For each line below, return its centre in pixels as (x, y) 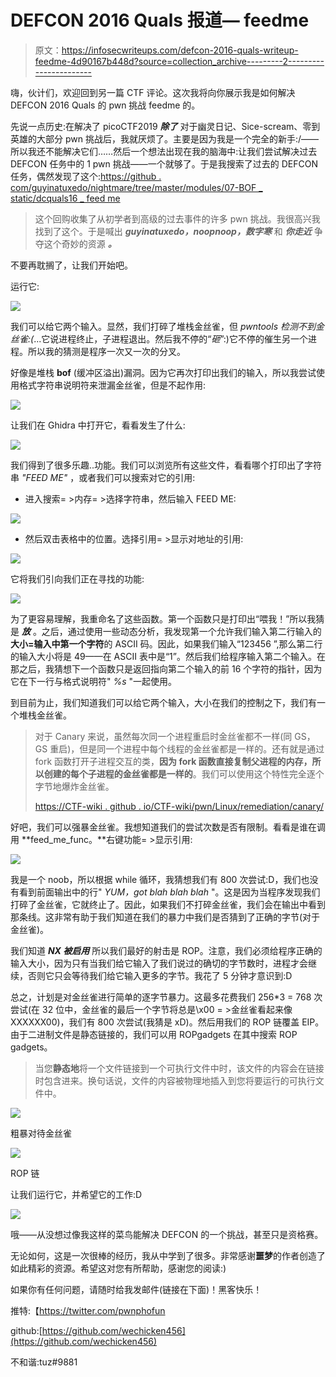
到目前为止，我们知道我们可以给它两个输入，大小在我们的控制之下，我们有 (163, 702)
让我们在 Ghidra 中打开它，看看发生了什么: (98, 425)
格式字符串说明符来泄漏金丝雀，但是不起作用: (112, 385)
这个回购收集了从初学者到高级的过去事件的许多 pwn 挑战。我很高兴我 (177, 218)
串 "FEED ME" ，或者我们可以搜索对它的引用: (103, 477)
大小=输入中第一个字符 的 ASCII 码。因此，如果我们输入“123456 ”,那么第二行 (166, 643)
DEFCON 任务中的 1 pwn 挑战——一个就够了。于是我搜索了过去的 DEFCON (164, 163)
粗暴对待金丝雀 (41, 1133)
